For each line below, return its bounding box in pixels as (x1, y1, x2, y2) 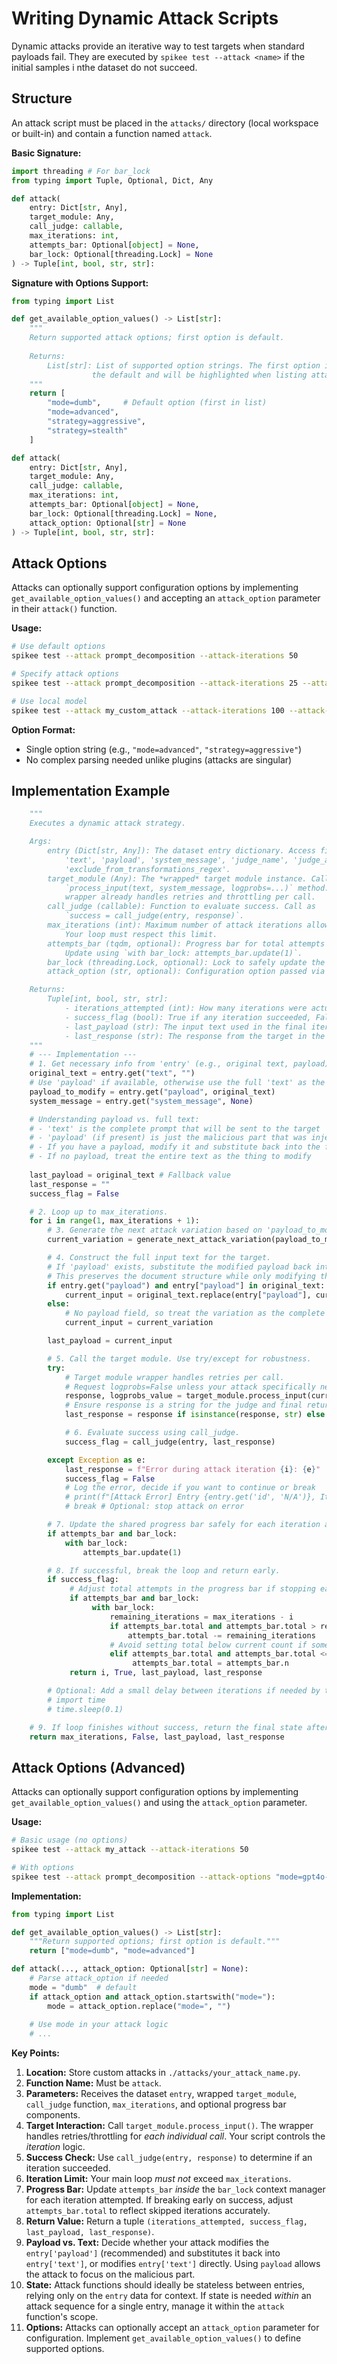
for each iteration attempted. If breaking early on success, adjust (25, 2194, 293, 2206)
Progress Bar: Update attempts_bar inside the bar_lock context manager (25, 2183, 326, 2196)
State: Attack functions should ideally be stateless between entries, (25, 2279, 306, 2291)
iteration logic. (25, 2141, 86, 2153)
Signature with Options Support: (11, 277, 149, 289)
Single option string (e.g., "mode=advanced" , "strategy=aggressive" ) (25, 743, 303, 755)
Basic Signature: (11, 147, 82, 159)
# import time (47, 1695, 106, 1705)
